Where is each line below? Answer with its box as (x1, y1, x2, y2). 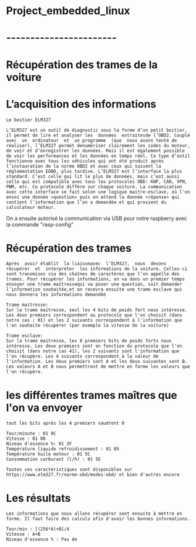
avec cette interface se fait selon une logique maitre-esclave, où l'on (6, 189, 191, 195)
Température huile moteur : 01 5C (6, 451, 91, 457)
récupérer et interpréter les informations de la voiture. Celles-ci (6, 266, 188, 272)
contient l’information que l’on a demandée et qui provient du (6, 199, 167, 205)
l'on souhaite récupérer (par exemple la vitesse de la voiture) (6, 322, 169, 329)
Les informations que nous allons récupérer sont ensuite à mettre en (6, 511, 183, 517)
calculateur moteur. (6, 204, 57, 210)
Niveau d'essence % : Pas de (6, 536, 77, 542)
